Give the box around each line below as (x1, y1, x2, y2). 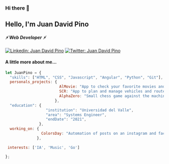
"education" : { (10, 103, 42, 108)
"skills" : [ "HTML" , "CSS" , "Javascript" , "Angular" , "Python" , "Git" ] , (10, 75, 163, 80)
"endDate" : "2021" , (45, 117, 87, 122)
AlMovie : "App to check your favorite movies (59, 84, 156, 90)
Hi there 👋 (5, 5, 30, 12)
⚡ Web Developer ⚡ (5, 34, 46, 40)
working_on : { (10, 126, 39, 131)
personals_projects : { (10, 79, 57, 85)
